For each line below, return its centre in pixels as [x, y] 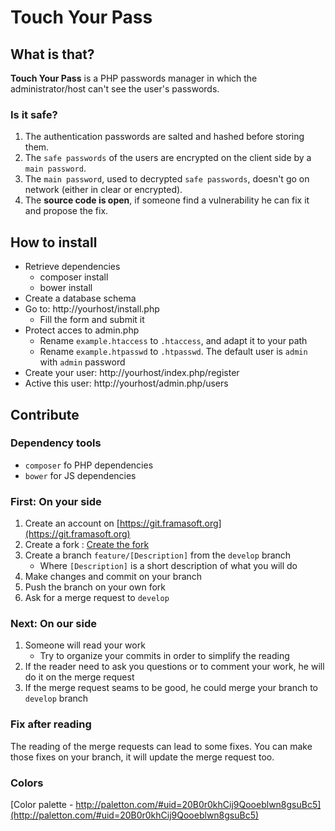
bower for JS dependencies [80, 475]
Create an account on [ [72, 523]
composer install [74, 277]
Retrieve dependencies [72, 267]
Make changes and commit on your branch [113, 577]
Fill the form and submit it [92, 320]
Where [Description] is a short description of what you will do [168, 566]
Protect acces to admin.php [82, 330]
